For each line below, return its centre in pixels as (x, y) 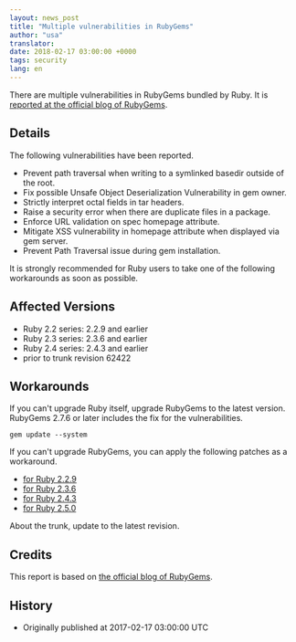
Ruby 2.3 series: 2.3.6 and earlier (85, 338)
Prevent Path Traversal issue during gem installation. (122, 250)
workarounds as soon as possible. (74, 278)
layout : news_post (44, 18)
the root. (39, 183)
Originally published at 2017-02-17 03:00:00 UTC (115, 627)
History (31, 605)
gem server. (45, 241)
